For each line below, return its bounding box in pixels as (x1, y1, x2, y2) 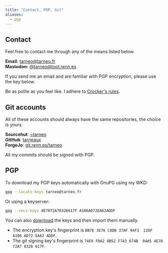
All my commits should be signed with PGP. (5, 152, 95, 158)
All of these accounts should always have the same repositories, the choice (5, 116, 161, 122)
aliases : (5, 12, 24, 17)
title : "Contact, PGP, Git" (5, 7, 64, 13)
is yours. (5, 121, 23, 128)
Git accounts (5, 103, 46, 111)
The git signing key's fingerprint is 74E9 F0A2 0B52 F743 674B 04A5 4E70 (12, 237, 163, 243)
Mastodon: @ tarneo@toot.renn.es (5, 64, 77, 70)
